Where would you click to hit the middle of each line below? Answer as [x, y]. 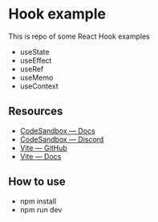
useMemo [36, 77]
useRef [32, 68]
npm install [38, 201]
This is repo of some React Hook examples [79, 36]
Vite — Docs [41, 156]
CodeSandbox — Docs [57, 130]
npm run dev [41, 209]
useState [34, 51]
